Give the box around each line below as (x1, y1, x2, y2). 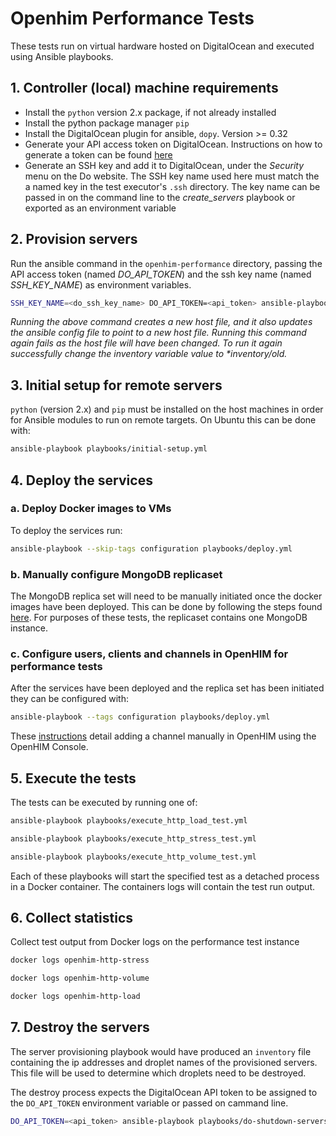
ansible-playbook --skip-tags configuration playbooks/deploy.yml (10, 543, 293, 554)
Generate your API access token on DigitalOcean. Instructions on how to (24, 138, 323, 150)
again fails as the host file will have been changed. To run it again (10, 337, 283, 349)
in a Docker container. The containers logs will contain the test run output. (10, 880, 315, 892)
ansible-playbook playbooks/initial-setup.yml (10, 444, 208, 454)
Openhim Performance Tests (10, 7, 255, 30)
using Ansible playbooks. (10, 50, 114, 62)
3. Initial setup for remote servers (10, 377, 223, 394)
